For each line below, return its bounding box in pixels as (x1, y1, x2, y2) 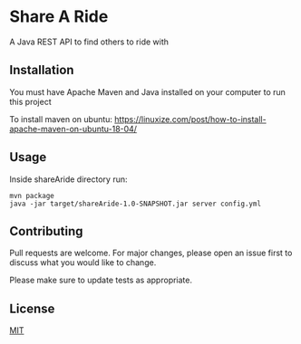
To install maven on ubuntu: (9, 113, 113, 124)
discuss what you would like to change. (9, 257, 157, 268)
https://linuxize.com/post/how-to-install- (114, 113, 267, 124)
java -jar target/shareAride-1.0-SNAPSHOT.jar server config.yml (9, 199, 261, 208)
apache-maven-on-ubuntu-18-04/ (9, 123, 138, 134)
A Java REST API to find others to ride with (9, 36, 170, 47)
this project (9, 96, 52, 107)
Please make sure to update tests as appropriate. (9, 274, 193, 286)
